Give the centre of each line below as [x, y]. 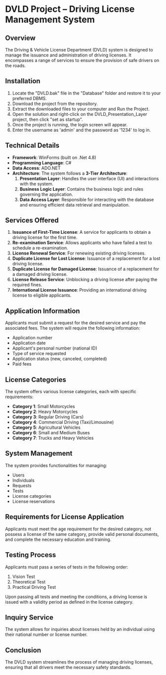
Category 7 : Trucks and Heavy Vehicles [53, 438]
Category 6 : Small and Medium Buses [51, 433]
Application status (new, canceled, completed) [60, 359]
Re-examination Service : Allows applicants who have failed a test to [82, 243]
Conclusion [23, 650]
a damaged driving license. [40, 274]
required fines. [27, 285]
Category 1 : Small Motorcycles [43, 407]
